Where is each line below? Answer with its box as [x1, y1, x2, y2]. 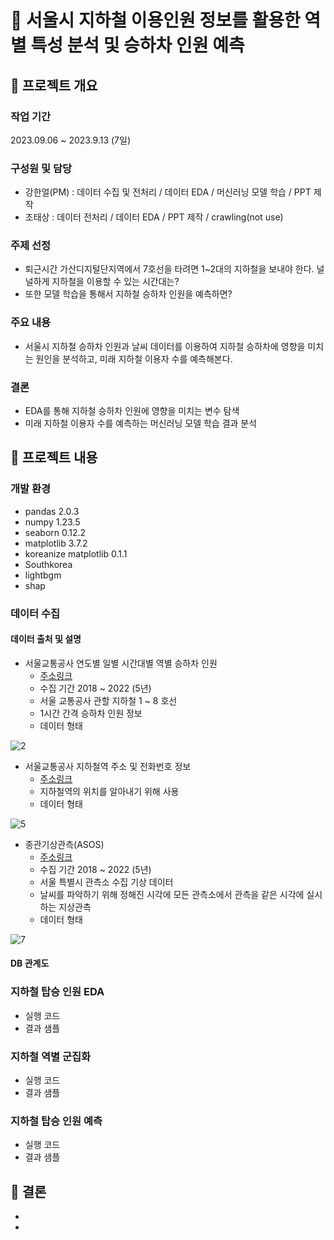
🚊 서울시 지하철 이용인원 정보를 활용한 [10, 9, 301, 32]
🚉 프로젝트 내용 [10, 449, 98, 466]
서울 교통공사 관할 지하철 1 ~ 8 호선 [39, 694, 178, 706]
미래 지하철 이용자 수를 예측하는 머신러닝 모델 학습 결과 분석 [24, 417, 258, 430]
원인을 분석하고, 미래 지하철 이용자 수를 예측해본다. [35, 352, 233, 365]
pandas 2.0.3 [24, 505, 80, 517]
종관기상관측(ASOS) [24, 838, 105, 850]
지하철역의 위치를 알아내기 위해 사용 [39, 785, 180, 797]
